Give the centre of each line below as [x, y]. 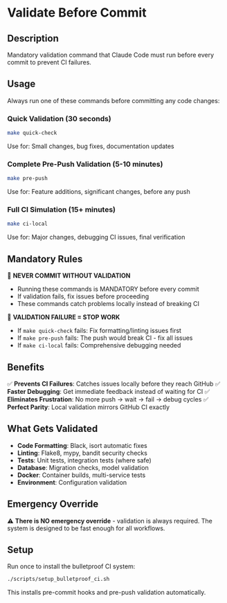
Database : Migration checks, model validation [83, 467]
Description [33, 38]
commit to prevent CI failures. [49, 62]
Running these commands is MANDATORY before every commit [108, 289]
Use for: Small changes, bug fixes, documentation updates [91, 146]
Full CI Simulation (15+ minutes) [62, 210]
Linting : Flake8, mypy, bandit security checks [82, 453]
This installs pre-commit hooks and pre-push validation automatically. [107, 593]
